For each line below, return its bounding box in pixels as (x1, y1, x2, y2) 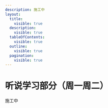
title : (9, 16, 23, 21)
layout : (5, 12, 21, 17)
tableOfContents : (9, 35, 45, 40)
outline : (9, 44, 27, 49)
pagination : (9, 53, 34, 58)
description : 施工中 (5, 7, 45, 12)
